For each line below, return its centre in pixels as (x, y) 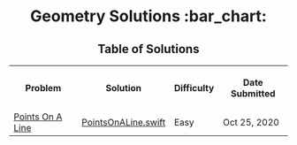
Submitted (253, 93)
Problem (43, 88)
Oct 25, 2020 (251, 122)
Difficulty (194, 88)
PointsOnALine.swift (124, 122)
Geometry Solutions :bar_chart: (148, 16)
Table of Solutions (148, 49)
